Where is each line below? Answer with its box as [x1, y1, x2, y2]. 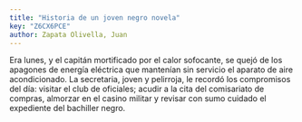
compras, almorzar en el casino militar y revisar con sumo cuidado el [9, 93, 267, 104]
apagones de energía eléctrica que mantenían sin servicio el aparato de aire [9, 64, 293, 75]
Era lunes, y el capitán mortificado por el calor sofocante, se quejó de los [9, 55, 283, 66]
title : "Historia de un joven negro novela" [9, 13, 180, 23]
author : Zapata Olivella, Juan [9, 30, 128, 39]
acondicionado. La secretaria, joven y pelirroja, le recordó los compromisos [9, 74, 291, 85]
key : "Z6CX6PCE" [9, 22, 71, 31]
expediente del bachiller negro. [9, 103, 126, 114]
